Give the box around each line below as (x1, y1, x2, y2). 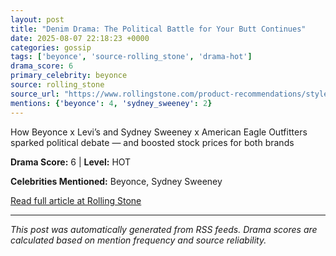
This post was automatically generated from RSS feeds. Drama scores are (10, 223, 318, 235)
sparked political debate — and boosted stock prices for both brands (10, 136, 295, 148)
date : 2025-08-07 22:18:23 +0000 (10, 33, 150, 43)
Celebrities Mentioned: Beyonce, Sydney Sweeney (10, 175, 223, 187)
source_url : (10, 89, 60, 99)
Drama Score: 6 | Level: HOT (10, 156, 132, 168)
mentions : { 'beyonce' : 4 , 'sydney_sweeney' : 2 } (10, 98, 213, 108)
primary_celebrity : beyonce (10, 71, 128, 81)
